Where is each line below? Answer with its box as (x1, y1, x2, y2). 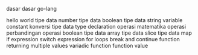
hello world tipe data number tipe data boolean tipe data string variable (6, 17, 183, 23)
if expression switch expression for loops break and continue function (6, 36, 180, 42)
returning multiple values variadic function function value (6, 42, 148, 49)
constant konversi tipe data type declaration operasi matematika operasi (6, 23, 186, 30)
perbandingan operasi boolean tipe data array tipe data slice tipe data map (6, 29, 192, 36)
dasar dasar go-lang (6, 5, 57, 12)
